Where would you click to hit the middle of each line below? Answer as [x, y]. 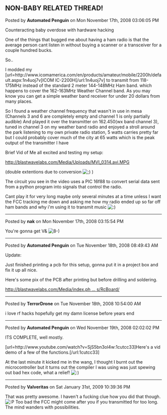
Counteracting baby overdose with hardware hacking [60, 30]
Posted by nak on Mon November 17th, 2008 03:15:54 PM [64, 221]
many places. [19, 101]
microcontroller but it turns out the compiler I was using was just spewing [80, 367]
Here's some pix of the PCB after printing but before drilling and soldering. [81, 279]
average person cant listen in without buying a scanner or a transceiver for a [83, 45]
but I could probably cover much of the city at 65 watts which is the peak [80, 137]
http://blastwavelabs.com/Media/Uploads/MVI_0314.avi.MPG [67, 162]
